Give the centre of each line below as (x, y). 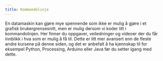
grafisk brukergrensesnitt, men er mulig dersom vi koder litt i (66, 28)
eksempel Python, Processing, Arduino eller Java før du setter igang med (78, 49)
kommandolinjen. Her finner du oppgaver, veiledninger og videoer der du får (81, 33)
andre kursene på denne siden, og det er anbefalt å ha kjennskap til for (76, 44)
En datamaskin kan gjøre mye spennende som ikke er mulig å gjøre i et (76, 23)
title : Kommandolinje (27, 9)
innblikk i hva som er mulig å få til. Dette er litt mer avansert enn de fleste (78, 39)
